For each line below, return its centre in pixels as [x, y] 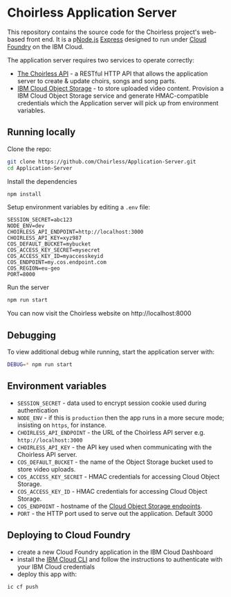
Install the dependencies [42, 181]
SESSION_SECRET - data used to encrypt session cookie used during [112, 403]
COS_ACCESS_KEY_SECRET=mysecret [54, 250]
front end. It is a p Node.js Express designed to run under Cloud [117, 39]
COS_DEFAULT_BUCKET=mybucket [49, 244]
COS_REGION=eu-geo [34, 268]
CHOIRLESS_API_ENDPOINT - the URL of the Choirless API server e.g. [111, 432]
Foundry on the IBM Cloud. [46, 46]
